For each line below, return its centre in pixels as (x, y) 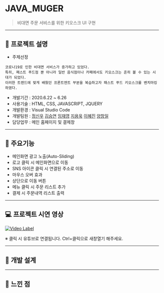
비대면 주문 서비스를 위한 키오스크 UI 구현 (56, 23)
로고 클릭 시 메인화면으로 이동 (40, 162)
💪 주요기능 (20, 144)
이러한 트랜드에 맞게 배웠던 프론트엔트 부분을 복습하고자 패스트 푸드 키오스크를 (73, 83)
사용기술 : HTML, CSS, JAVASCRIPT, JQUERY (57, 104)
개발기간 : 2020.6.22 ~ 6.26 (39, 97)
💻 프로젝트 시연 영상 (34, 214)
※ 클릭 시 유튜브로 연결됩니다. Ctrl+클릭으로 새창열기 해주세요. (64, 239)
